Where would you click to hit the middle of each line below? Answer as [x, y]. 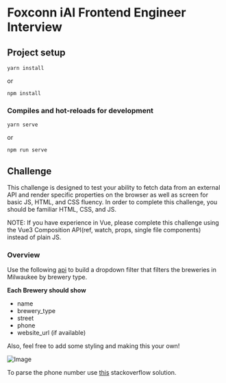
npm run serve [27, 150]
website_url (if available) [51, 333]
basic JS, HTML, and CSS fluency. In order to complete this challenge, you [112, 202]
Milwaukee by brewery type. [47, 277]
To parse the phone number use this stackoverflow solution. [92, 373]
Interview [35, 27]
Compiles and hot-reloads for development [80, 110]
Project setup [37, 52]
